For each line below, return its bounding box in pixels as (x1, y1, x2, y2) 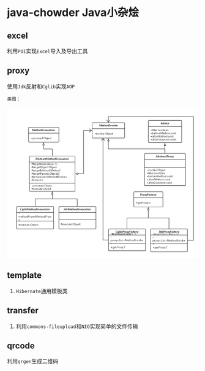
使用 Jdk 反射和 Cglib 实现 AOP (7, 82, 75, 90)
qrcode (7, 340, 35, 351)
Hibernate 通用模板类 (15, 287, 68, 294)
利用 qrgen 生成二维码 (7, 358, 59, 365)
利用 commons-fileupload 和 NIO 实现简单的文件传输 (15, 323, 138, 330)
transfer (7, 305, 39, 316)
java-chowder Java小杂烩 (7, 6, 140, 20)
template (7, 270, 42, 281)
